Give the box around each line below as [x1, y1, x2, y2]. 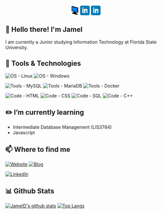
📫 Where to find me [5, 145, 71, 154]
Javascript [12, 130, 35, 136]
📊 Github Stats [5, 186, 55, 195]
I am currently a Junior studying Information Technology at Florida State [5, 39, 157, 45]
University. [5, 44, 28, 50]
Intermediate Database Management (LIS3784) [12, 124, 112, 131]
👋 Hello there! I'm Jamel [5, 25, 83, 34]
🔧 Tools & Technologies [5, 59, 81, 68]
